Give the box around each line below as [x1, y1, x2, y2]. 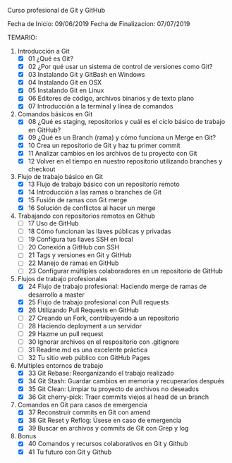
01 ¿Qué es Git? [28, 54, 74, 63]
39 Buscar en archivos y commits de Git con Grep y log [28, 424, 189, 433]
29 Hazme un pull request [28, 329, 104, 338]
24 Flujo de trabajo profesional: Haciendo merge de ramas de [28, 282, 207, 291]
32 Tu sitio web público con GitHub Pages [28, 353, 150, 362]
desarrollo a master [28, 290, 85, 299]
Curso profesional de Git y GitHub [7, 6, 106, 14]
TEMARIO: [7, 33, 37, 42]
